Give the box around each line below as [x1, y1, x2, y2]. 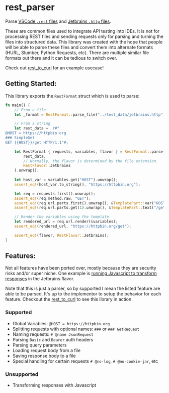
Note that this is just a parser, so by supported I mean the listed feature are [5, 285, 160, 292]
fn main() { [5, 103, 30, 108]
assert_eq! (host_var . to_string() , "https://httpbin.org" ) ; [14, 182, 141, 187]
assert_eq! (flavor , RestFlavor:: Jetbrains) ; [14, 233, 109, 238]
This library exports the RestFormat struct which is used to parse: [5, 93, 140, 99]
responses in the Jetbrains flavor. [5, 276, 74, 282]
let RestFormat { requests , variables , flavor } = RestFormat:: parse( [14, 149, 165, 154]
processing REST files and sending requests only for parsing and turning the [5, 33, 163, 39]
